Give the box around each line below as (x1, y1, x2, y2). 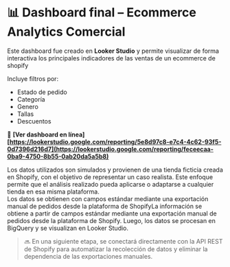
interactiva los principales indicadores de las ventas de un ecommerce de (7, 54, 216, 62)
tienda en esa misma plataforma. (7, 187, 100, 196)
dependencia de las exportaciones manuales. (23, 252, 153, 260)
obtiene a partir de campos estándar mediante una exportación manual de (7, 209, 218, 218)
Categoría (16, 95, 46, 103)
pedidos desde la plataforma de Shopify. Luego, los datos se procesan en (7, 216, 216, 224)
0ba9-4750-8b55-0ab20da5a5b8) (7, 152, 109, 161)
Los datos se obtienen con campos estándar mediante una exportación (7, 194, 209, 202)
